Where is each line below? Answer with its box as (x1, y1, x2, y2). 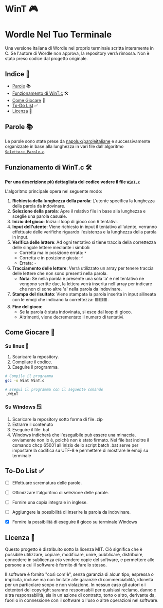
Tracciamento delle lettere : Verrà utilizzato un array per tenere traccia (12, 265, 154, 271)
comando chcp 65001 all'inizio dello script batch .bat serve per (12, 442, 139, 448)
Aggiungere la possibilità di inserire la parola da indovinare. (12, 509, 131, 515)
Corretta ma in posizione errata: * (19, 250, 87, 255)
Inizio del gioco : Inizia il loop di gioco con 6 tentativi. (12, 218, 118, 224)
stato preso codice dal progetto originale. (5, 56, 88, 62)
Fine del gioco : (12, 303, 43, 310)
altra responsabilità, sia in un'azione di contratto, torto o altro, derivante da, (5, 592, 156, 598)
